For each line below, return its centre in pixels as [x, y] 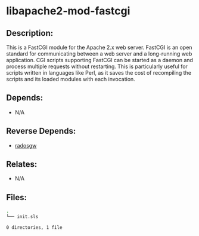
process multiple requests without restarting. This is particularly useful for [97, 66]
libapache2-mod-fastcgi [68, 11]
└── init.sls [22, 217]
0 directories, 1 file [34, 228]
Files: [16, 197]
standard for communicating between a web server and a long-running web [99, 54]
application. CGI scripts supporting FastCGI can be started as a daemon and [100, 60]
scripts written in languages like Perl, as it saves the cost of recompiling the [99, 73]
